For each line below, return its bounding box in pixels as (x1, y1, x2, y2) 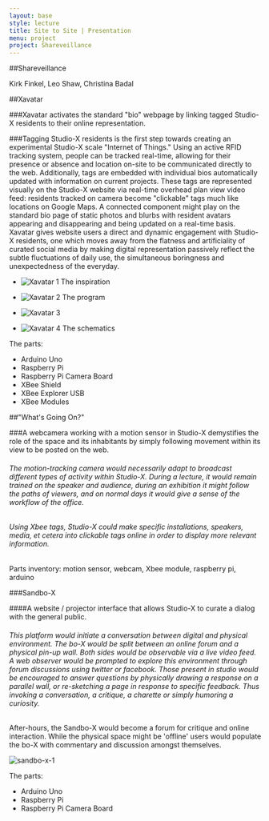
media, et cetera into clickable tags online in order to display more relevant (9, 531, 257, 540)
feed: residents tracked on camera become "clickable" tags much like (9, 194, 239, 203)
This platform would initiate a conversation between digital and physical (9, 630, 248, 640)
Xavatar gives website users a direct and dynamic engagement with (9, 227, 233, 237)
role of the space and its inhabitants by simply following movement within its (9, 437, 261, 447)
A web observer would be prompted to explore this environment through (9, 655, 247, 665)
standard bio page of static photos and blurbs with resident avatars (9, 210, 231, 220)
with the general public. (9, 611, 87, 621)
